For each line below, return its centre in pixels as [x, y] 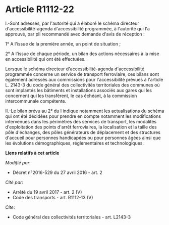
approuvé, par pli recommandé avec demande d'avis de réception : [75, 34]
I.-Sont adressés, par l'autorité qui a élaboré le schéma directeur [72, 23]
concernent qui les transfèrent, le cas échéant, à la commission [71, 96]
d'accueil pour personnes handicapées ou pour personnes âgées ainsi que [83, 138]
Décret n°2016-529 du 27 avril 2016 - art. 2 [57, 172]
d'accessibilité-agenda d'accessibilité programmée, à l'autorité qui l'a [78, 28]
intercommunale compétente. [36, 101]
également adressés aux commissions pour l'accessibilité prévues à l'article [84, 79]
